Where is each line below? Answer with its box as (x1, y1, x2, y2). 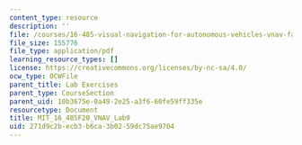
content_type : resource (9, 13, 99, 23)
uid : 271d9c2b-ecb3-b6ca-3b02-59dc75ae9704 (9, 122, 175, 131)
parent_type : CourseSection (9, 88, 115, 97)
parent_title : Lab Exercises (9, 80, 119, 89)
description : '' (9, 22, 70, 31)
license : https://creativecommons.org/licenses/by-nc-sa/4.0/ (9, 64, 247, 73)
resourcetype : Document (9, 105, 99, 114)
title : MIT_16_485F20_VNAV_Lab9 (9, 113, 130, 122)
